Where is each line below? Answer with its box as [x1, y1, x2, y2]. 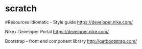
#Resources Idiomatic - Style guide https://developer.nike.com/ [5, 19, 133, 25]
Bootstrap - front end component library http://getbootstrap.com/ [5, 38, 137, 44]
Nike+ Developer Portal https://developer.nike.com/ [5, 28, 109, 34]
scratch [5, 3, 37, 14]
